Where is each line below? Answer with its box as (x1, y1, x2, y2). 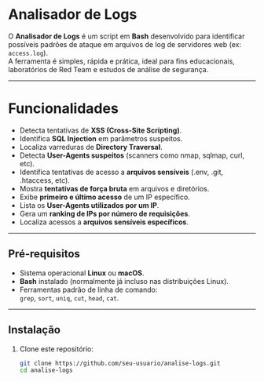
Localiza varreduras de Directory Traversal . (19, 142, 163, 151)
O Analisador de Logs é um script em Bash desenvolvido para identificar (8, 31, 245, 41)
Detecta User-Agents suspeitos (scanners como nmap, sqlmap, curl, (19, 151, 245, 160)
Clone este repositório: (19, 344, 94, 354)
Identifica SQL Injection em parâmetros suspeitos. (19, 133, 183, 143)
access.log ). (8, 48, 49, 57)
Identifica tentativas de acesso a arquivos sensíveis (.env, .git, (19, 167, 224, 176)
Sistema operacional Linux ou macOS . (19, 268, 145, 278)
